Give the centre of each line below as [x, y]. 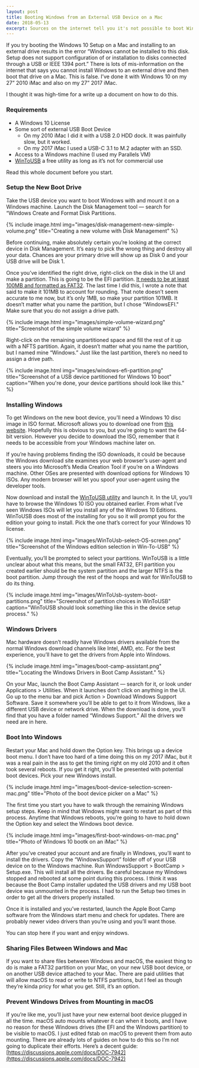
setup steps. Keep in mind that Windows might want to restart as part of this [99, 811]
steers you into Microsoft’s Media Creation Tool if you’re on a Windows [92, 467]
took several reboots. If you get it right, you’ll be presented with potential [95, 769]
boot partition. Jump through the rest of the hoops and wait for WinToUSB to [99, 577]
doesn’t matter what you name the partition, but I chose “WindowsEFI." [93, 304]
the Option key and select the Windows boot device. [70, 823]
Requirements [27, 110]
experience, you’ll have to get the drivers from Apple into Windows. [88, 655]
